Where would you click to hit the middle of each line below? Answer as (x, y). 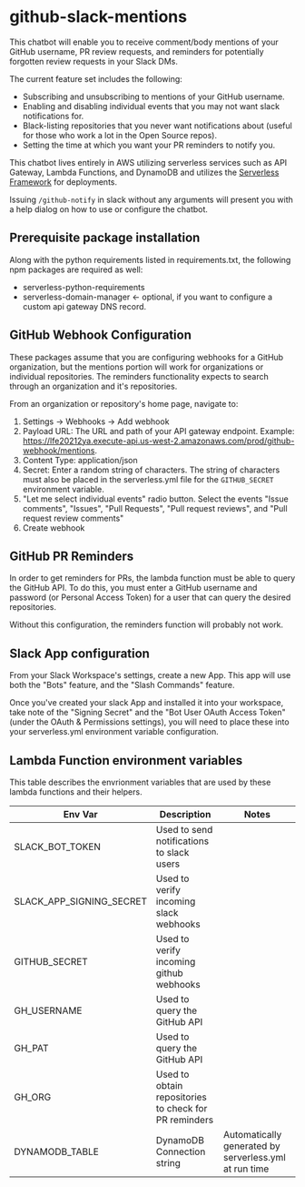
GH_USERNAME (48, 1010)
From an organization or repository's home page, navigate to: (124, 403)
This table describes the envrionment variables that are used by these (140, 782)
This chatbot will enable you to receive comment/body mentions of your (144, 42)
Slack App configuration (79, 653)
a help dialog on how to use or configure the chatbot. (109, 209)
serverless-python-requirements (84, 287)
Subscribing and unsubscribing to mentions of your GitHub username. (153, 96)
